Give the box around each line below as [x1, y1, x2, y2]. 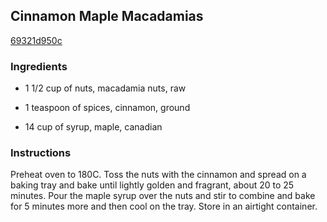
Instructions [10, 146, 72, 160]
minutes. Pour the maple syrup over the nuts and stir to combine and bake [10, 190, 316, 202]
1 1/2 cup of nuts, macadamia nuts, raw [24, 82, 187, 94]
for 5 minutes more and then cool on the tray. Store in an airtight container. [10, 200, 318, 213]
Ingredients [10, 59, 68, 73]
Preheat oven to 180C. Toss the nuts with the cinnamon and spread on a [10, 169, 307, 181]
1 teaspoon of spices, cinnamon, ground [24, 102, 191, 114]
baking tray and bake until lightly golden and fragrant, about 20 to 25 [10, 179, 295, 191]
